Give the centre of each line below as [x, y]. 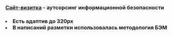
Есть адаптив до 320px [43, 21]
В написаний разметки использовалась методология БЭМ [90, 27]
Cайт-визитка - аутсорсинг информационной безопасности [85, 8]
